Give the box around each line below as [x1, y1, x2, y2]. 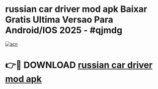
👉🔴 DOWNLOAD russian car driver [5, 60, 153, 71]
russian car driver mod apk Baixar [5, 3, 148, 15]
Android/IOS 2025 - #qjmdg [5, 25, 123, 36]
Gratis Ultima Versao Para [5, 14, 113, 25]
